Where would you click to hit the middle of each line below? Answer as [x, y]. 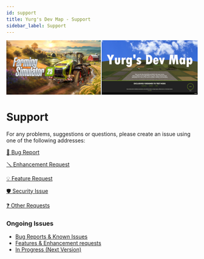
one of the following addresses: [46, 140]
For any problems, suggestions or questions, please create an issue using [99, 134]
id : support [21, 13]
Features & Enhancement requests [58, 243]
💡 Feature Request [29, 178]
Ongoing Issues [30, 223]
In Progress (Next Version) [48, 249]
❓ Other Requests [28, 205]
